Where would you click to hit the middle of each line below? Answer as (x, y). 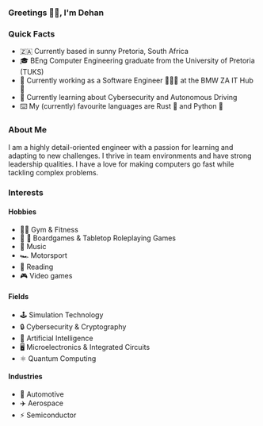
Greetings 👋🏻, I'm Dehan (56, 13)
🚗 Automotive (42, 394)
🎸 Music (33, 246)
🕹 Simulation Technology (61, 315)
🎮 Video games (46, 275)
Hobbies (23, 212)
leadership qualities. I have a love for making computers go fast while (121, 164)
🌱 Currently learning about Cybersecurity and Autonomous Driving (128, 98)
